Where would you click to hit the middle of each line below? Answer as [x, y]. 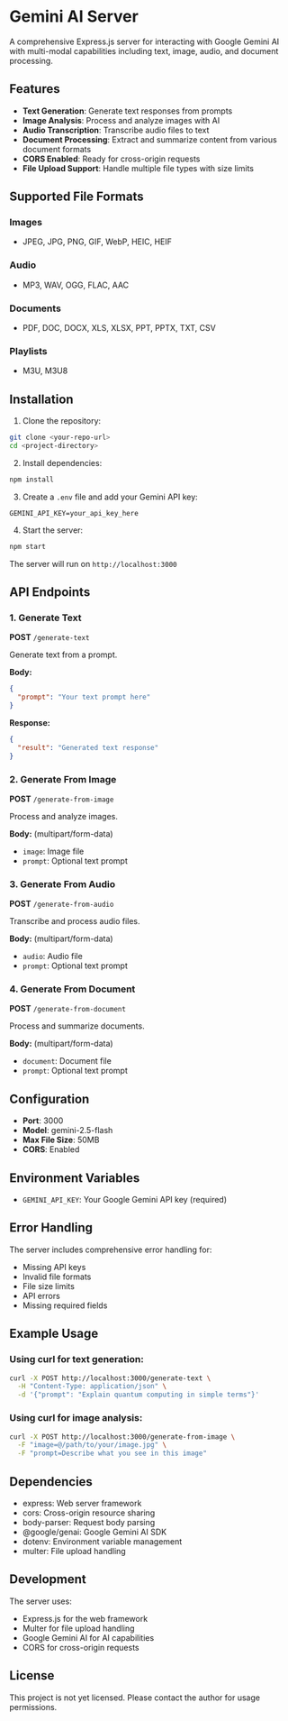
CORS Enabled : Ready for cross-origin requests [111, 159]
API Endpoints [50, 592]
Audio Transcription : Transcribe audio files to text [116, 130]
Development [48, 1579]
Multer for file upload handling [78, 1628]
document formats [57, 149]
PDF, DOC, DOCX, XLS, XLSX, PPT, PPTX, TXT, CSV [119, 328]
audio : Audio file [52, 957]
